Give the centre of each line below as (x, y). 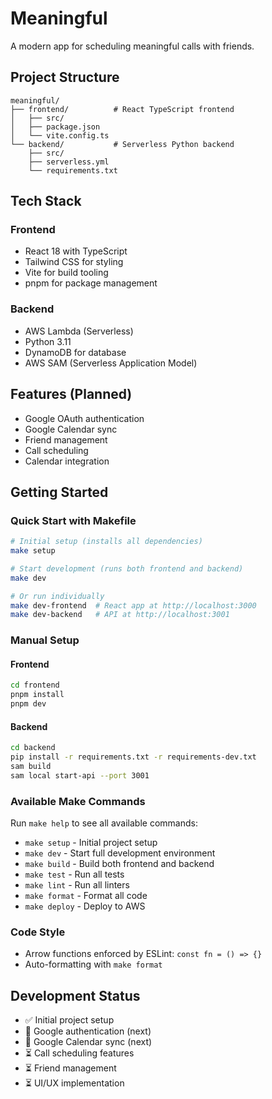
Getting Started (59, 492)
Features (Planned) (71, 394)
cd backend (33, 748)
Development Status (75, 995)
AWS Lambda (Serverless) (79, 331)
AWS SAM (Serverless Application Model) (111, 363)
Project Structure (65, 77)
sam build (31, 767)
